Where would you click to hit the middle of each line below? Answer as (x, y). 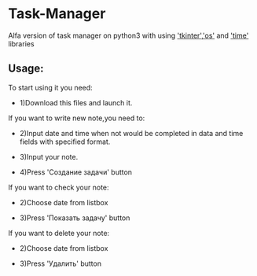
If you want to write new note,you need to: (77, 118)
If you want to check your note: (59, 187)
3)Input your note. (49, 156)
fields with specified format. (65, 142)
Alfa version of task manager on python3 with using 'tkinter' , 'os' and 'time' (128, 35)
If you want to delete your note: (59, 233)
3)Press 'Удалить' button (61, 263)
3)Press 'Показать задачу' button (75, 218)
